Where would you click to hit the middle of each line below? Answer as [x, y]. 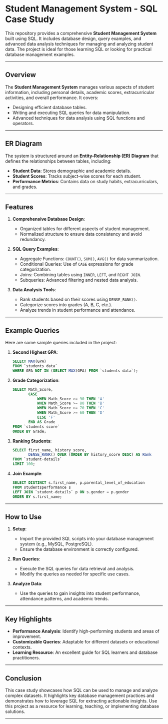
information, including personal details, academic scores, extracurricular [80, 92]
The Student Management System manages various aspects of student [79, 87]
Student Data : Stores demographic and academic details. [72, 171]
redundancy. [33, 239]
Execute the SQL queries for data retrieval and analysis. [77, 569]
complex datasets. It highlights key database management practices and [80, 695]
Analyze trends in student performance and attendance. [77, 310]
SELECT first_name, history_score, [49, 450]
